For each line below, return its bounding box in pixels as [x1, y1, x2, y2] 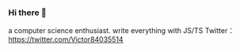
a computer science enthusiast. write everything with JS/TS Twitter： [8, 26, 235, 35]
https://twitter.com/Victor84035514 [8, 35, 124, 44]
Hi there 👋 [8, 7, 48, 18]
